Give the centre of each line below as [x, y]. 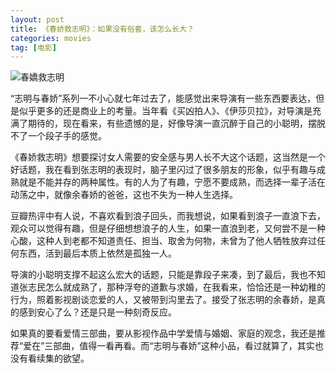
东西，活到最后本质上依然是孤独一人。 [97, 253]
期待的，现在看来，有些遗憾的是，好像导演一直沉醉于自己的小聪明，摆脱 [176, 123]
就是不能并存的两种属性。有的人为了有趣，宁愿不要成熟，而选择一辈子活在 [172, 182]
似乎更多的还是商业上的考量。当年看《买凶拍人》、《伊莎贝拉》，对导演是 [165, 111]
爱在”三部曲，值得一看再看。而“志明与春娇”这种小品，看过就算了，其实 [169, 346]
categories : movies [51, 38]
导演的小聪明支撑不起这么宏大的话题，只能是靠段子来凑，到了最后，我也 [159, 275]
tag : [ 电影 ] [33, 47]
